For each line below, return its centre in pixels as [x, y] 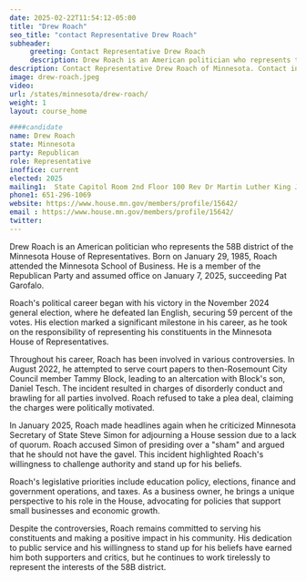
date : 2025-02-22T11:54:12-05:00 [73, 18]
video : [22, 86]
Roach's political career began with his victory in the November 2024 [139, 302]
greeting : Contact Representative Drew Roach [117, 52]
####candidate [36, 127]
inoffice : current [44, 169]
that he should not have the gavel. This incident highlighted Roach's [137, 454]
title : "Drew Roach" [49, 26]
